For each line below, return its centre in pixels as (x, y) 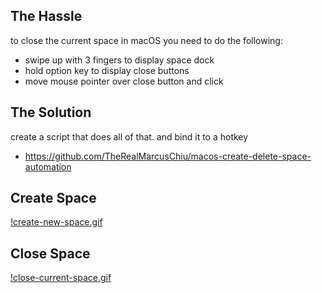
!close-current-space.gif (61, 278)
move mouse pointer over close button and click (124, 81)
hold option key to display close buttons (107, 70)
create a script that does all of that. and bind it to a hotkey (129, 136)
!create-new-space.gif (56, 222)
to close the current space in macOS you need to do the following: (146, 40)
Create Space (53, 198)
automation (48, 166)
